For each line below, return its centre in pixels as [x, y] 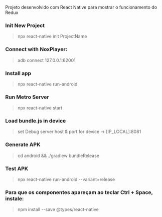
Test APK [17, 168]
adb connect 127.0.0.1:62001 [47, 60]
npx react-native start [40, 108]
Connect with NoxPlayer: [36, 49]
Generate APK [23, 144]
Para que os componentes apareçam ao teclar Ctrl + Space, [79, 192]
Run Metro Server [27, 97]
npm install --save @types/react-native [58, 209]
